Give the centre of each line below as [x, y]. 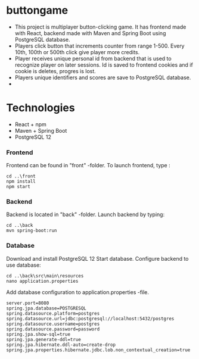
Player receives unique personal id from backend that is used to [93, 58]
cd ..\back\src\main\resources [45, 276]
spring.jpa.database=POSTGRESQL [46, 308]
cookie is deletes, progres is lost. [55, 71]
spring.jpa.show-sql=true [38, 334]
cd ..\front [21, 176]
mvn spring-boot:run [32, 231]
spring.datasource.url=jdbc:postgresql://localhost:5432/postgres [90, 319]
